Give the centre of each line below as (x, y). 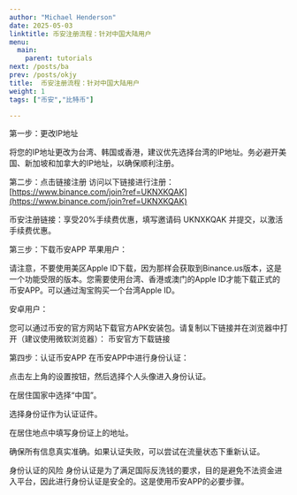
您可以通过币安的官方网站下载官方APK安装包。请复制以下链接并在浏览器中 (145, 328)
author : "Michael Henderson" (63, 17)
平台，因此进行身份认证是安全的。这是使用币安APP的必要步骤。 (133, 482)
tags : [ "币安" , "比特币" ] (52, 99)
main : (27, 50)
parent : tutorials (59, 58)
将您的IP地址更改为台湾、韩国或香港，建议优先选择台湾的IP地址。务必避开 (144, 152)
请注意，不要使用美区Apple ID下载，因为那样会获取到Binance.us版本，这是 (145, 268)
